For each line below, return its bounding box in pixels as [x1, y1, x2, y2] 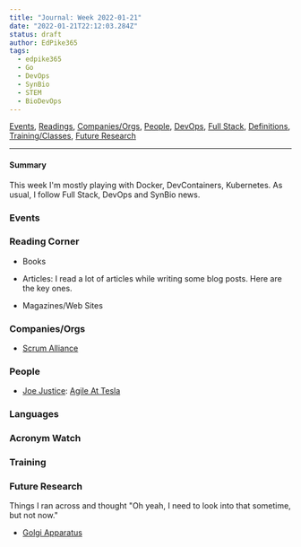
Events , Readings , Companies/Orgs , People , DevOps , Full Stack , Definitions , [9, 121, 291, 132]
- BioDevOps [17, 96, 63, 106]
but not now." [9, 510, 58, 521]
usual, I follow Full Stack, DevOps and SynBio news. [9, 189, 201, 200]
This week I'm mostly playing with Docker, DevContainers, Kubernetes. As [9, 179, 283, 190]
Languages [9, 408, 60, 421]
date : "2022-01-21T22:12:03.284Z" [9, 22, 139, 30]
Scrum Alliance [21, 343, 79, 354]
